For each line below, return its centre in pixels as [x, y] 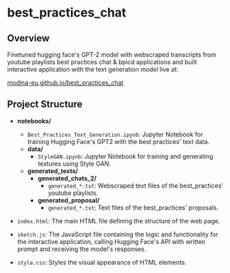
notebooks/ [34, 121]
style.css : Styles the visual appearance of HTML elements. [102, 262]
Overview [29, 38]
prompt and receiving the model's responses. [82, 249]
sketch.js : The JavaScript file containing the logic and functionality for [118, 234]
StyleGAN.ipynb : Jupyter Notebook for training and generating [125, 156]
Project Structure [45, 104]
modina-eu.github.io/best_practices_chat [65, 83]
